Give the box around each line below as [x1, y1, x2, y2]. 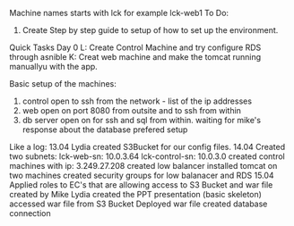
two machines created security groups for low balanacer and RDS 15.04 [9, 170, 275, 180]
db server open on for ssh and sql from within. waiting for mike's [22, 115, 262, 125]
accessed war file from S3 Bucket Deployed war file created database [9, 198, 268, 209]
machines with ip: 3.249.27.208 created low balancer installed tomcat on [9, 161, 278, 171]
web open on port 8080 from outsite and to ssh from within [22, 105, 242, 115]
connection [9, 208, 51, 218]
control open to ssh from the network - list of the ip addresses [22, 96, 253, 106]
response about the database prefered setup [22, 124, 188, 135]
